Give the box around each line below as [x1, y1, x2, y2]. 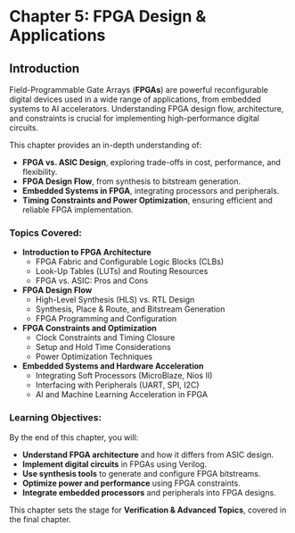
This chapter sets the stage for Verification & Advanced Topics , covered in [9, 504, 287, 515]
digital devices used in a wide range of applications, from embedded [9, 94, 261, 104]
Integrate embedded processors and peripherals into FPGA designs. [21, 487, 276, 497]
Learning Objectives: [9, 412, 102, 424]
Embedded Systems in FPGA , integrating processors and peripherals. [21, 186, 280, 196]
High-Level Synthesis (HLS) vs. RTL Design [35, 295, 195, 305]
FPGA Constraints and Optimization [21, 323, 158, 334]
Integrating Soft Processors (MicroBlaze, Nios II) [35, 371, 213, 381]
